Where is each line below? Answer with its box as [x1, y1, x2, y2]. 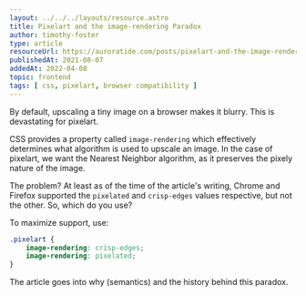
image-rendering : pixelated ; [25, 251, 137, 260]
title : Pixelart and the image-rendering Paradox [9, 22, 202, 31]
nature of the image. [9, 162, 86, 173]
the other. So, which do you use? [9, 199, 133, 210]
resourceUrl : [9, 47, 59, 56]
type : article [9, 38, 64, 48]
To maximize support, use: [9, 217, 109, 228]
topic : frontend [9, 73, 71, 82]
